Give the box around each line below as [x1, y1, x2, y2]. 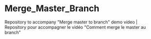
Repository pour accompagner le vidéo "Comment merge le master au [4, 24, 146, 30]
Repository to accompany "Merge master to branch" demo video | [4, 19, 138, 25]
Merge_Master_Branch [4, 3, 100, 14]
